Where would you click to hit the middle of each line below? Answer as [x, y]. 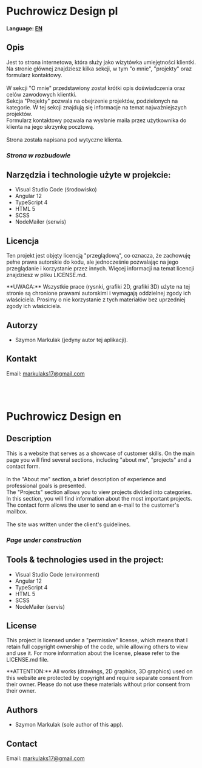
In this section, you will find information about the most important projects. [99, 498]
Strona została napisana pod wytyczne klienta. [65, 139]
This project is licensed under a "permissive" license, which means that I [97, 640]
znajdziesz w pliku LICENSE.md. [46, 275]
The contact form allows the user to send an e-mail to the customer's [93, 505]
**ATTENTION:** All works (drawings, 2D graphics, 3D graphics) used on [99, 671]
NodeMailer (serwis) [41, 222]
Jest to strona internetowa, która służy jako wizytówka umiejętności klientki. [101, 62]
